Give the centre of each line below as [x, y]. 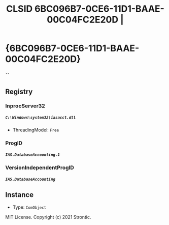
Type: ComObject [29, 207]
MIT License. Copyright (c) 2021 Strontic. [48, 217]
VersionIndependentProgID [40, 167]
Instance [20, 195]
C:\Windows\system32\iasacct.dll [41, 118]
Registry [19, 91]
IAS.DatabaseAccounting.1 [32, 155]
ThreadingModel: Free [36, 130]
